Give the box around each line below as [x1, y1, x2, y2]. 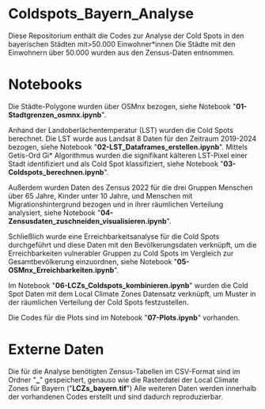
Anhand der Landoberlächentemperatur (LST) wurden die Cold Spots [8, 125, 233, 134]
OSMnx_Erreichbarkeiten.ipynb [8, 265, 115, 275]
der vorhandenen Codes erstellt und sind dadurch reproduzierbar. [8, 392, 223, 401]
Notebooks [8, 76, 83, 93]
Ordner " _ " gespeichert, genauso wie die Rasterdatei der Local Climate [8, 375, 239, 384]
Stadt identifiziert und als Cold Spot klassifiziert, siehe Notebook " [8, 159, 224, 169]
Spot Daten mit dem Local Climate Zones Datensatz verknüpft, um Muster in [8, 289, 256, 298]
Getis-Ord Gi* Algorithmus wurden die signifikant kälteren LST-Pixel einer [8, 150, 248, 160]
